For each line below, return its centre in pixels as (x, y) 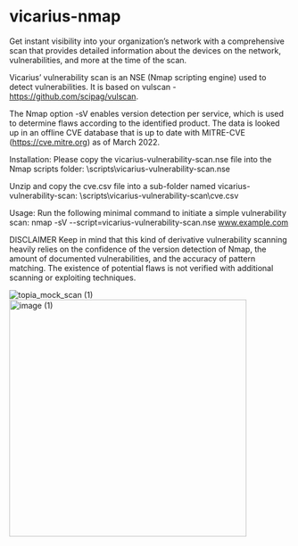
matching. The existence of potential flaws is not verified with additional (141, 268)
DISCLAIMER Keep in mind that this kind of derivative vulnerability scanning (148, 239)
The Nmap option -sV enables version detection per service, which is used (146, 113)
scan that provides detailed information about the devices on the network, (145, 50)
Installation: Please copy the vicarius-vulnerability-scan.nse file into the (141, 159)
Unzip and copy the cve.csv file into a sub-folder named (112, 186)
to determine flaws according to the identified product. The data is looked (145, 123)
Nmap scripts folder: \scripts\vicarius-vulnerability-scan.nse (120, 169)
